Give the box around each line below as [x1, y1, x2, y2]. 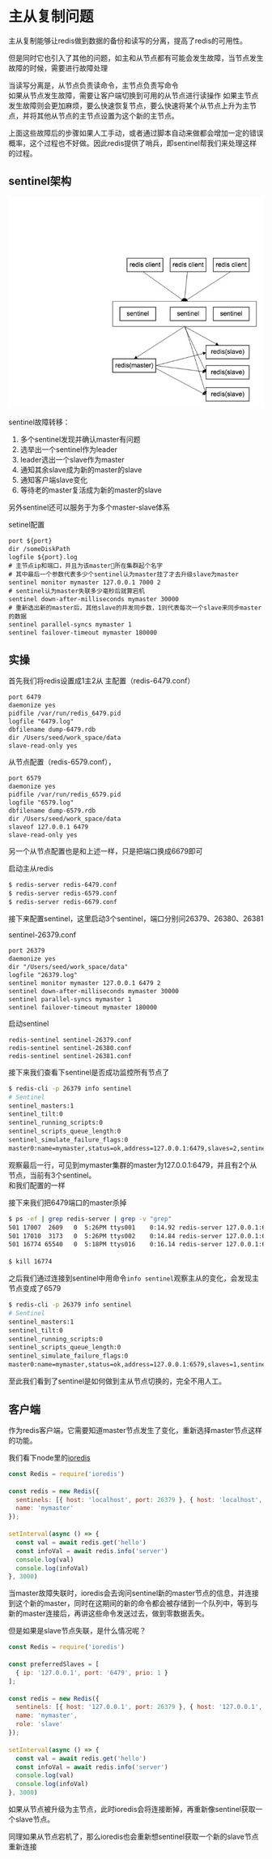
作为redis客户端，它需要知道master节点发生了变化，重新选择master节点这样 [8, 1425, 263, 1435]
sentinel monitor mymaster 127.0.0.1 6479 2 [8, 979, 161, 987]
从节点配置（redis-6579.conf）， [8, 757, 116, 767]
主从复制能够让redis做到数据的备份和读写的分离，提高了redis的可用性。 [8, 36, 248, 45]
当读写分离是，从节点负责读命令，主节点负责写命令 [8, 80, 179, 90]
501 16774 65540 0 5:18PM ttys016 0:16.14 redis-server [8, 1241, 223, 1249]
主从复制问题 [8, 7, 95, 26]
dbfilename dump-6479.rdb [8, 725, 96, 734]
